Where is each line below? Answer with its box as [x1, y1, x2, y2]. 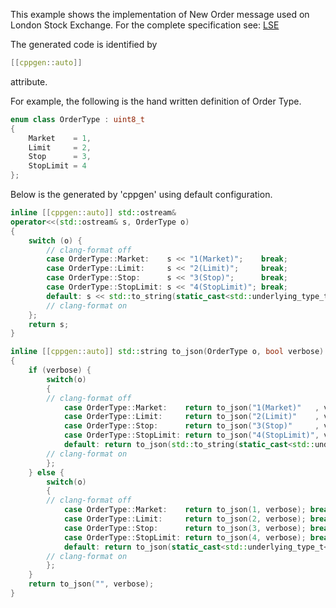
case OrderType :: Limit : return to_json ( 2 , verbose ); [63, 514, 307, 524]
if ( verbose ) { [28, 365, 92, 375]
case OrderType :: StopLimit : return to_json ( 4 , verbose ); [63, 532, 307, 543]
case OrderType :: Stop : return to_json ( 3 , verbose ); [63, 523, 307, 533]
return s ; [28, 319, 70, 329]
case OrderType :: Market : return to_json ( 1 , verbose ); [63, 505, 307, 515]
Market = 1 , [28, 133, 92, 143]
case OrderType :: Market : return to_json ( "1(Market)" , [63, 402, 320, 413]
